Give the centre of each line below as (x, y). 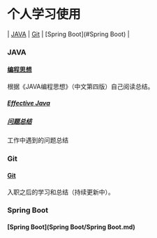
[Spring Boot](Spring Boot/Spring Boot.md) (72, 227)
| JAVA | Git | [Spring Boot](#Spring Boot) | (69, 34)
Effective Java (29, 103)
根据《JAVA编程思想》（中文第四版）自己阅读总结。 (81, 87)
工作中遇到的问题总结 (38, 140)
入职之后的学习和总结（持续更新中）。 (61, 192)
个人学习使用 (44, 14)
